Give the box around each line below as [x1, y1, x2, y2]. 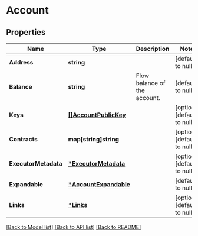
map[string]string [68, 135, 120, 143]
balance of [136, 79, 166, 87]
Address [9, 59, 34, 66]
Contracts [9, 135, 38, 143]
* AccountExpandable [68, 180, 131, 188]
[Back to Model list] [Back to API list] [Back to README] [6, 224, 141, 231]
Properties [6, 27, 46, 37]
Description [136, 45, 170, 53]
